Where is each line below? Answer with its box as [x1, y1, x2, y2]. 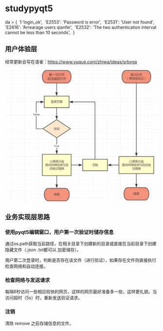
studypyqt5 [5, 3, 53, 14]
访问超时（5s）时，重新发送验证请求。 [5, 295, 83, 301]
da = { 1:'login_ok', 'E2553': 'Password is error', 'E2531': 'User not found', [5, 19, 155, 25]
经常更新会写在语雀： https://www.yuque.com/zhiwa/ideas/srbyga [5, 59, 137, 65]
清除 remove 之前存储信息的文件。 [5, 320, 74, 326]
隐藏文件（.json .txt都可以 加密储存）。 [5, 247, 81, 253]
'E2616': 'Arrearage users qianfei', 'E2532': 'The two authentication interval [5, 24, 157, 30]
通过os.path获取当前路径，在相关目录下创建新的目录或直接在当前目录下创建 [5, 241, 157, 247]
